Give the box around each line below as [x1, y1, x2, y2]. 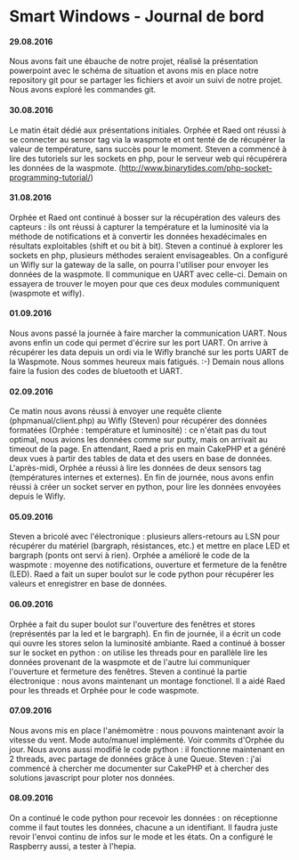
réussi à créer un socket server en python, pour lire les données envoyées [9, 482, 282, 492]
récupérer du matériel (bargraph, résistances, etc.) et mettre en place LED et [9, 540, 290, 551]
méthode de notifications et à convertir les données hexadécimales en [9, 231, 267, 241]
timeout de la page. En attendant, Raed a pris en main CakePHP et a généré [9, 443, 287, 455]
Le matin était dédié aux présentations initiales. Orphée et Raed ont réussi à [9, 125, 287, 135]
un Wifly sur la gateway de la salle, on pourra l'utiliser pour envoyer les [9, 259, 270, 270]
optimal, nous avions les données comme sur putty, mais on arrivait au [9, 434, 269, 445]
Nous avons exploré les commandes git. [9, 85, 157, 95]
